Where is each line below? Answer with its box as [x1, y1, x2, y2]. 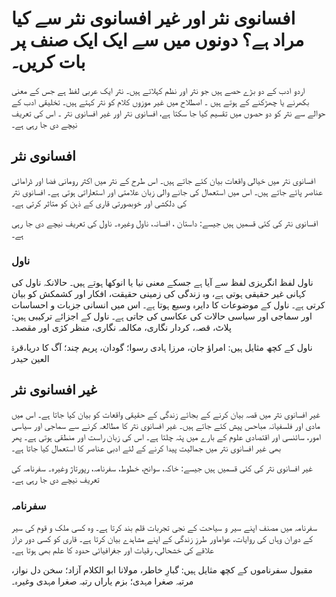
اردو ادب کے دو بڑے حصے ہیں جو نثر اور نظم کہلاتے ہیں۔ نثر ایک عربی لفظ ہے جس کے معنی [11, 84, 306, 96]
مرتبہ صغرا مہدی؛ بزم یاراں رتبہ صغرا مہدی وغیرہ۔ [11, 575, 194, 587]
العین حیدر [11, 353, 50, 365]
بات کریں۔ [11, 51, 86, 74]
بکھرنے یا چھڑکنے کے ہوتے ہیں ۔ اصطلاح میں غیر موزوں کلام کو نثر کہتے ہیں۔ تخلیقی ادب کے [11, 95, 310, 107]
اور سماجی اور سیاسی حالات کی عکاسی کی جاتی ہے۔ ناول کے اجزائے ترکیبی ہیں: [11, 310, 313, 322]
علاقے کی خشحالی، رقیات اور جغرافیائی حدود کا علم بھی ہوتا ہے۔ [11, 544, 214, 556]
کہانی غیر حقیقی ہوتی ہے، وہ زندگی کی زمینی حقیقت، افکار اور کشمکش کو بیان [11, 288, 306, 300]
